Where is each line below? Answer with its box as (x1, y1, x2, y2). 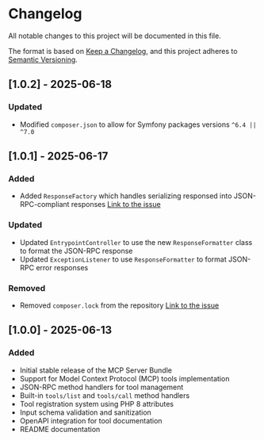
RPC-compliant (19, 200, 70, 209)
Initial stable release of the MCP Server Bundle (19, 365, 173, 375)
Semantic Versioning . (8, 55, 78, 64)
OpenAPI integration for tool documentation (19, 415, 163, 425)
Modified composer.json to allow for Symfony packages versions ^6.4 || (19, 120, 257, 129)
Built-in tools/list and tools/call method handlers (19, 390, 190, 400)
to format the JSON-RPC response (19, 246, 133, 255)
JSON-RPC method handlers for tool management (19, 382, 184, 392)
